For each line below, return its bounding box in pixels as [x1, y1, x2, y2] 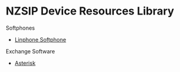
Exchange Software [6, 47, 56, 55]
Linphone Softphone [14, 36, 67, 43]
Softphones [6, 24, 35, 31]
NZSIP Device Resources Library [6, 4, 174, 18]
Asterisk [14, 59, 36, 67]
